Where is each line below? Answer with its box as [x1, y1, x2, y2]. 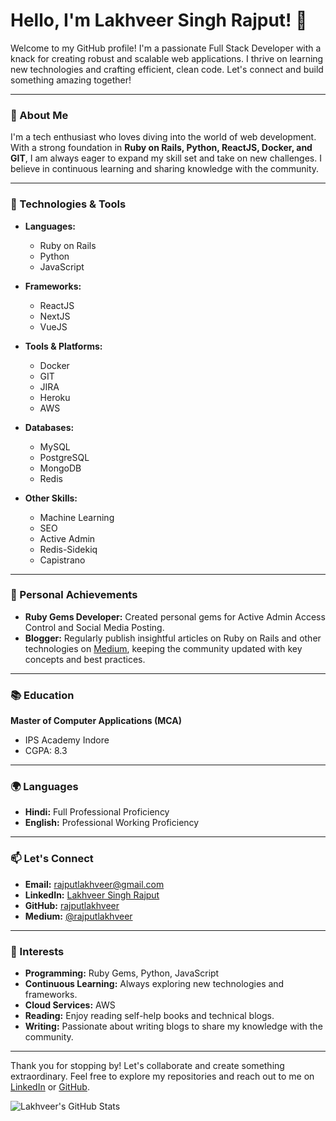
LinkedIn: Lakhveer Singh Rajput [24, 889, 160, 901]
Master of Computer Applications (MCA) [10, 715, 183, 727]
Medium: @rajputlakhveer [24, 910, 133, 922]
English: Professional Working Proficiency [24, 817, 200, 829]
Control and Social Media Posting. [24, 621, 165, 633]
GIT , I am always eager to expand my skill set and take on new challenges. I [10, 152, 322, 164]
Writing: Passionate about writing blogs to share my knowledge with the [24, 1020, 323, 1033]
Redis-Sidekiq [39, 543, 98, 555]
